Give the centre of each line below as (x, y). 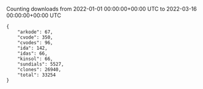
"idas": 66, (32, 53)
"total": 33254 (37, 75)
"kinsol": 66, (35, 59)
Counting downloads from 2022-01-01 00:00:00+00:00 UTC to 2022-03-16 (102, 9)
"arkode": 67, (35, 32)
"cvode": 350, (35, 37)
